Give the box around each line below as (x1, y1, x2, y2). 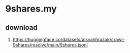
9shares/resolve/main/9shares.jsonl (12, 42, 88, 48)
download (5, 23, 38, 32)
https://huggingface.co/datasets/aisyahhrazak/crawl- (12, 36, 125, 42)
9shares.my (5, 3, 57, 15)
